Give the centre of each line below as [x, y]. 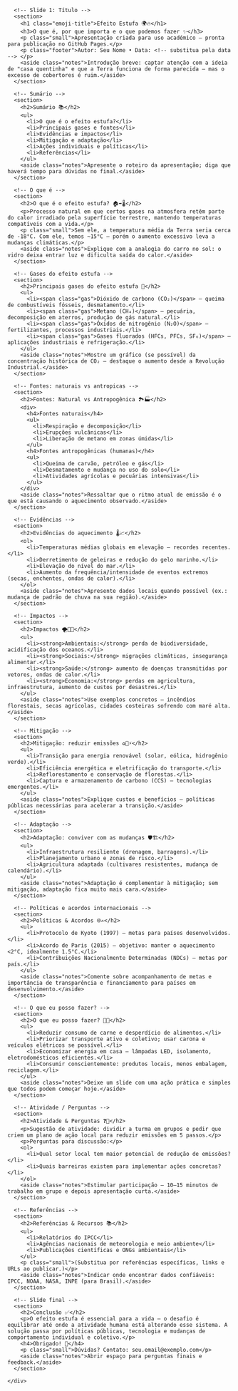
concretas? [205, 1167]
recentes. [217, 547]
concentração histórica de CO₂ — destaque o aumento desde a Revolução [116, 361]
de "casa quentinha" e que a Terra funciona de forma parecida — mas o [116, 69]
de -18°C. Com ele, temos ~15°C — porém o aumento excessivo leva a [111, 237]
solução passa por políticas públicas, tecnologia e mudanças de [106, 1331]
